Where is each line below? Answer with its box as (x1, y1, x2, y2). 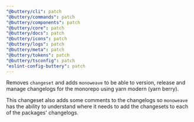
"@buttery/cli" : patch (6, 8, 62, 15)
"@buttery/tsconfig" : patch (6, 57, 75, 63)
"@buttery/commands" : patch (6, 14, 75, 20)
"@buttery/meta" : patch (6, 47, 65, 53)
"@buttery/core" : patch (6, 25, 65, 31)
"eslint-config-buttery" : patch (6, 63, 86, 69)
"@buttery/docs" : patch (6, 30, 65, 36)
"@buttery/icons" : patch (6, 36, 67, 42)
